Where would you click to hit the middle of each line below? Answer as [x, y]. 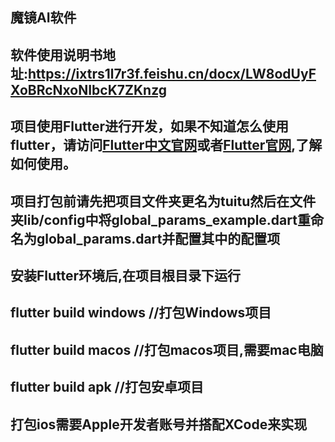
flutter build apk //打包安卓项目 [107, 387]
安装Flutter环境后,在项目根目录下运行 [126, 275]
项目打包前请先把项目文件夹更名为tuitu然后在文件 [163, 201]
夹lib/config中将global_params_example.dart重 [160, 219]
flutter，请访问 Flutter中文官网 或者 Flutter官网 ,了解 [166, 145]
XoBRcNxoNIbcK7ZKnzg [89, 89]
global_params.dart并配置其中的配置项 [158, 238]
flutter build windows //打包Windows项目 [141, 313]
